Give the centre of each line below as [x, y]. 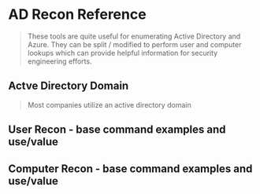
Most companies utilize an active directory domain [109, 104]
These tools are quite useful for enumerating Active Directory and [134, 36]
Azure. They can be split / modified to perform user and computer [134, 44]
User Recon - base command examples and [117, 130]
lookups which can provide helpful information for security [123, 53]
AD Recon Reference [78, 15]
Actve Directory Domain [69, 86]
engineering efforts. [59, 61]
